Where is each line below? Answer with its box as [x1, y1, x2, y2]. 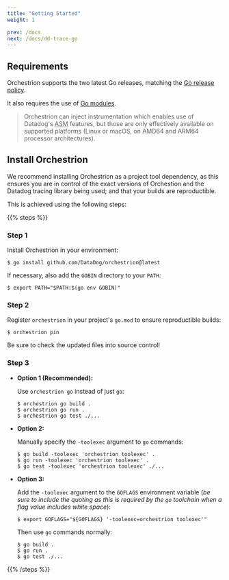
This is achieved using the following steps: [7, 200, 126, 208]
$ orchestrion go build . [16, 400, 91, 407]
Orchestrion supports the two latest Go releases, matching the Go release [7, 79, 215, 87]
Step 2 [7, 301, 29, 310]
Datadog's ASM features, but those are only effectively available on [23, 120, 214, 128]
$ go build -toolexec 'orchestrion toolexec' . [16, 451, 155, 457]
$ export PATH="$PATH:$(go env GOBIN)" [7, 285, 121, 292]
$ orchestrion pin [7, 329, 59, 336]
